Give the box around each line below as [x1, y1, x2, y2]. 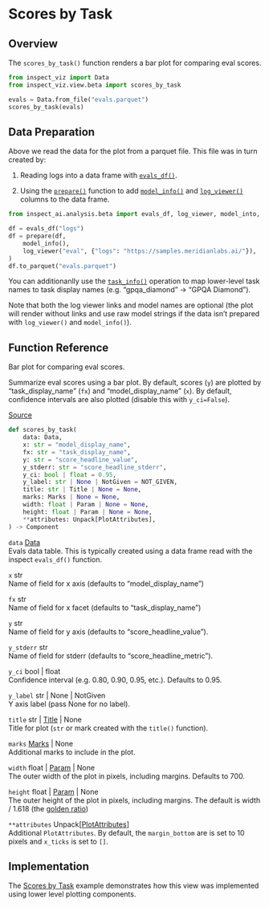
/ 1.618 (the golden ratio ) [8, 803, 89, 813]
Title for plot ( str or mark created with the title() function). [8, 723, 209, 733]
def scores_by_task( [8, 426, 78, 434]
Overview [8, 37, 59, 51]
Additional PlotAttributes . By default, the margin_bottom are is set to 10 [8, 828, 245, 837]
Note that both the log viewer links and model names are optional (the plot [8, 300, 254, 310]
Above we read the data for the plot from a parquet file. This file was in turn [8, 146, 258, 157]
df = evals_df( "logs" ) [8, 225, 84, 233]
